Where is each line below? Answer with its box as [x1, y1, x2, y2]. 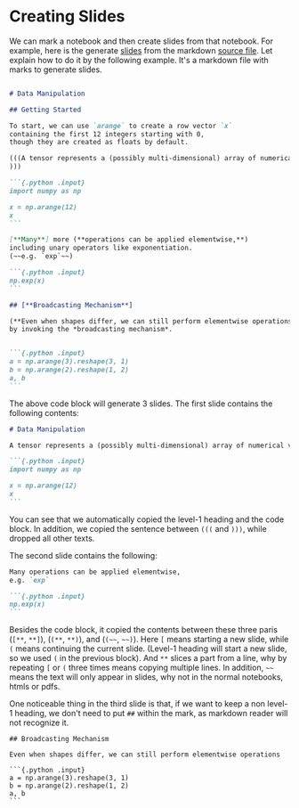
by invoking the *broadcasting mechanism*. [9, 325, 174, 334]
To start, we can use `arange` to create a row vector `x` [9, 121, 233, 130]
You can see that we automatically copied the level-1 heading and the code [9, 514, 285, 525]
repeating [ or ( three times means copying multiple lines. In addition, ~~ [9, 662, 274, 673]
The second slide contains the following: [9, 550, 158, 560]
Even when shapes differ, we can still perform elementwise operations [9, 750, 280, 759]
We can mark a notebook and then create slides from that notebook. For [9, 36, 274, 46]
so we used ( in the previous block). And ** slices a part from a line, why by [9, 653, 287, 664]
